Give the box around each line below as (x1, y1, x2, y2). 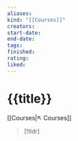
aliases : (7, 10, 32, 17)
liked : (7, 61, 26, 68)
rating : (7, 55, 29, 62)
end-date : (7, 36, 36, 43)
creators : (7, 23, 36, 30)
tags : (7, 42, 23, 49)
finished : (7, 49, 36, 56)
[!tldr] (23, 127, 40, 135)
